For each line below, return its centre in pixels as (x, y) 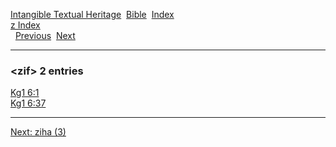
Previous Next (45, 35)
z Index (25, 25)
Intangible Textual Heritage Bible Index (92, 14)
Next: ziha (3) (38, 132)
